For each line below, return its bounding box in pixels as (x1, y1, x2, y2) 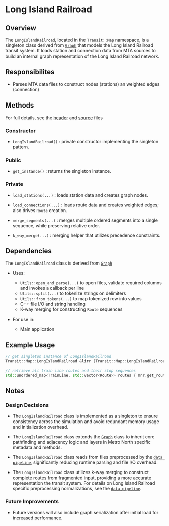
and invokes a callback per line (20, 285, 84, 291)
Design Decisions (5, 401, 49, 408)
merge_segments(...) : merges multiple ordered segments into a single (12, 217, 158, 223)
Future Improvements (5, 498, 59, 505)
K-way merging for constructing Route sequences (20, 306, 123, 312)
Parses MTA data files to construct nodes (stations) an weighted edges (12, 81, 160, 87)
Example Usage (5, 341, 55, 349)
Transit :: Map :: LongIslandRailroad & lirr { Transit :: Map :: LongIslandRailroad (5, 359, 167, 364)
